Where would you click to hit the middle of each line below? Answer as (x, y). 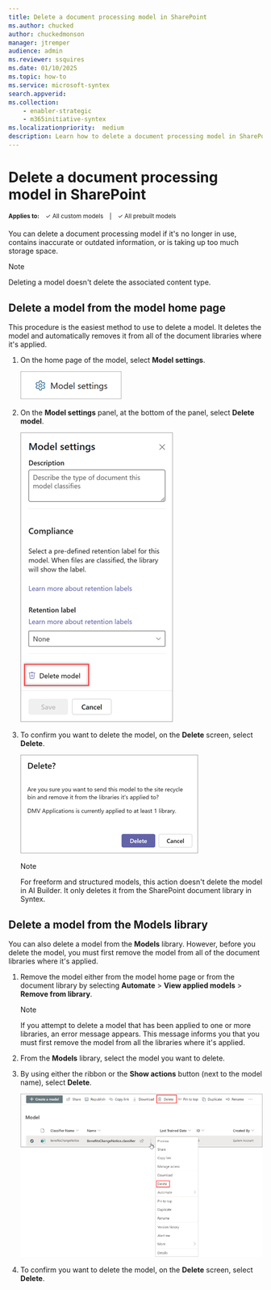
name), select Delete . (56, 1082)
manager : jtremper (39, 43)
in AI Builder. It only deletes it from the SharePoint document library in (136, 891)
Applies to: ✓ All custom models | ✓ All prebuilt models (92, 216)
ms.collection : (34, 102)
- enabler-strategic (57, 111)
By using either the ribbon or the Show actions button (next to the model (141, 1074)
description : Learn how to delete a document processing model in (122, 137)
